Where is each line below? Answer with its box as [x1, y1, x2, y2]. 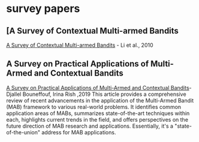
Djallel [6, 90, 22, 98]
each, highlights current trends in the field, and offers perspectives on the [6, 116, 189, 123]
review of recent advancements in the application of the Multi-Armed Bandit [6, 96, 194, 104]
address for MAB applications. [41, 128, 116, 136]
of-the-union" [6, 128, 41, 136]
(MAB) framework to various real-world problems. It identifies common [6, 103, 182, 110]
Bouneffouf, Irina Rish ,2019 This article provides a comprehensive [22, 90, 187, 98]
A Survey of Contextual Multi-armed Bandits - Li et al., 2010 [6, 41, 153, 49]
